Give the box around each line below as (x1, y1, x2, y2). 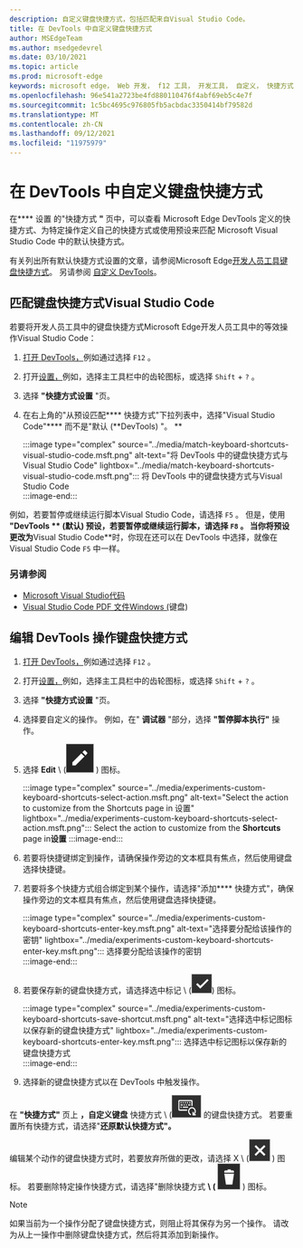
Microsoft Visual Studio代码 (22, 590, 126, 601)
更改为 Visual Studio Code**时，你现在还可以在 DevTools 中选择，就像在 (9, 531, 279, 542)
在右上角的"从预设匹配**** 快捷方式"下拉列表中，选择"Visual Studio (22, 409, 276, 420)
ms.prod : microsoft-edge (9, 72, 103, 81)
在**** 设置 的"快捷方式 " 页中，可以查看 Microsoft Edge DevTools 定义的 (9, 213, 283, 224)
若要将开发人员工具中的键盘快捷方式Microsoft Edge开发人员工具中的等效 (9, 321, 280, 332)
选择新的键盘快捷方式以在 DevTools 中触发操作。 (22, 1076, 205, 1087)
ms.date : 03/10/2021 (9, 52, 88, 62)
